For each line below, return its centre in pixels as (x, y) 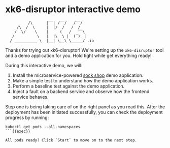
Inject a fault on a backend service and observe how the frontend (81, 91)
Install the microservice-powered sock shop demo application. (78, 75)
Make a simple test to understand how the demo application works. (83, 80)
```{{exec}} (18, 131)
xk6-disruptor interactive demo (73, 9)
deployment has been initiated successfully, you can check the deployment (84, 112)
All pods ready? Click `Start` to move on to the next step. (71, 140)
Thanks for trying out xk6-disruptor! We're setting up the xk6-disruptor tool (84, 50)
